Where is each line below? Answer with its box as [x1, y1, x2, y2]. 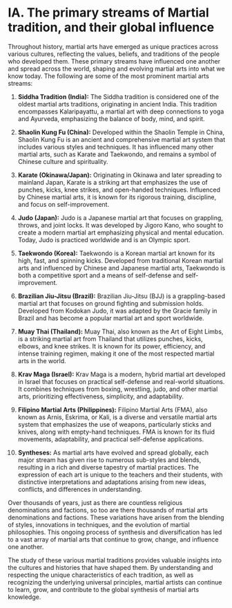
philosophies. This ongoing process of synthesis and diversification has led [8, 528, 222, 536]
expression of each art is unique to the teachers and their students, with [17, 470, 223, 479]
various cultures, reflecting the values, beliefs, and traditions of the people [8, 50, 220, 58]
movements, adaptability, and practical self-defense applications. [17, 434, 204, 443]
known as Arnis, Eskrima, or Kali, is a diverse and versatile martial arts [17, 413, 217, 421]
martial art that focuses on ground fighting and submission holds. [17, 299, 204, 307]
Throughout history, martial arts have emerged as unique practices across [8, 42, 219, 50]
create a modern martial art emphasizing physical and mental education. [17, 228, 224, 237]
